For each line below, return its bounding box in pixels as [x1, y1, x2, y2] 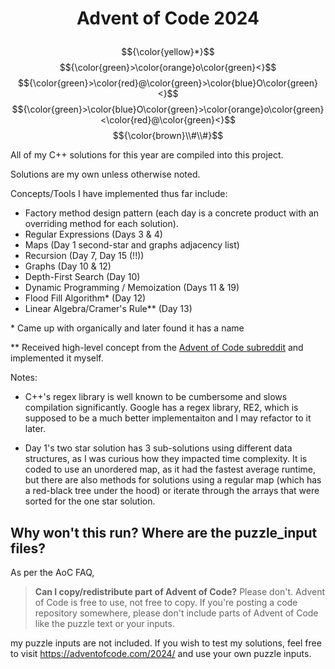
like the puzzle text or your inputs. [34, 618, 175, 629]
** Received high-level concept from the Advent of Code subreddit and [10, 342, 304, 354]
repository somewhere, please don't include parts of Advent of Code [34, 607, 319, 619]
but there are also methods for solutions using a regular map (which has [24, 474, 322, 486]
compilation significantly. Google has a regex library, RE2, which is [24, 402, 299, 414]
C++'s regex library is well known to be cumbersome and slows [24, 391, 288, 403]
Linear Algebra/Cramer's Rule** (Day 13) [24, 303, 193, 315]
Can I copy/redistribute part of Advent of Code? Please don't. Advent [34, 586, 326, 597]
